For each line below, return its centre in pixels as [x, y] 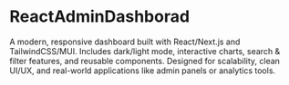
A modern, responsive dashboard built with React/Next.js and [125, 42]
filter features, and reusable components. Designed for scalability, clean [145, 61]
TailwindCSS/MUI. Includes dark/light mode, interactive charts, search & [145, 51]
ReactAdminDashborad [99, 17]
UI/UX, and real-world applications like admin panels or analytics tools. [143, 71]
